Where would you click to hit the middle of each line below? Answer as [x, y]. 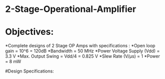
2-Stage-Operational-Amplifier [71, 9]
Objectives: [29, 32]
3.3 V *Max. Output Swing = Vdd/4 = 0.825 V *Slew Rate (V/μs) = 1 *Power [82, 56]
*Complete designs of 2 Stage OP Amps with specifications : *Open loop [80, 46]
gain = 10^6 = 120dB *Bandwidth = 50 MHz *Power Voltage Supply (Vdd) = [82, 51]
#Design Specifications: [30, 71]
